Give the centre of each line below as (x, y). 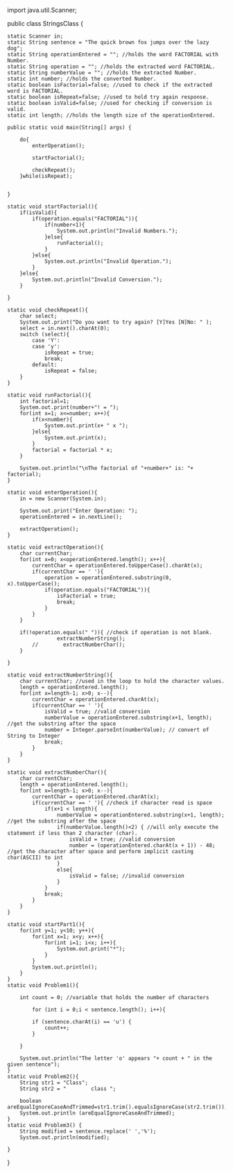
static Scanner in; (35, 36)
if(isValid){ (38, 213)
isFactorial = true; (86, 596)
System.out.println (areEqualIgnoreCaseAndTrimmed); (97, 1113)
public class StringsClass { (45, 23)
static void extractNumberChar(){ (57, 772)
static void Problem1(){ (43, 985)
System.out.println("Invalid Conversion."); (97, 280)
